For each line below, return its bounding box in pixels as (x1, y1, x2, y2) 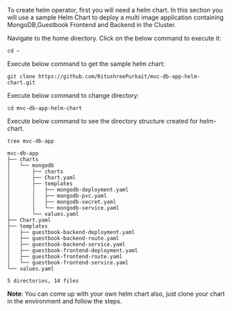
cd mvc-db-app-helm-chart (7, 105, 82, 112)
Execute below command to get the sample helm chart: (7, 60, 165, 68)
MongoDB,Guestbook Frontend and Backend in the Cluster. (7, 21, 176, 28)
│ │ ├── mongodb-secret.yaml (7, 199, 117, 205)
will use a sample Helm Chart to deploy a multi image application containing (7, 13, 224, 22)
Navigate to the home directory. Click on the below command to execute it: (7, 34, 222, 42)
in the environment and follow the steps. (7, 297, 123, 305)
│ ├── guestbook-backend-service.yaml (7, 241, 126, 248)
